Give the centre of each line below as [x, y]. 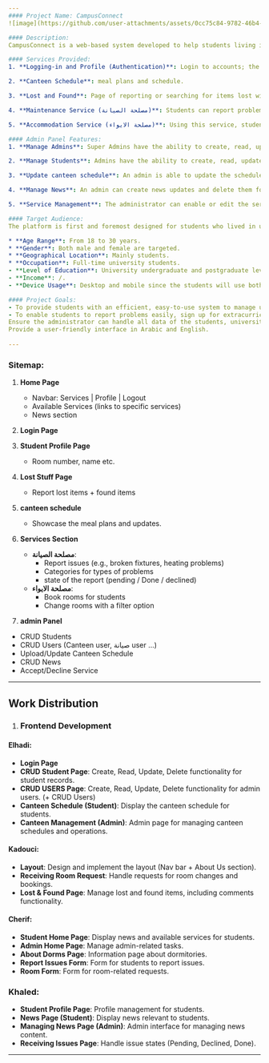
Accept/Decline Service [59, 671]
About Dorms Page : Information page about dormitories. [114, 954]
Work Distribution [53, 703]
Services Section [49, 539]
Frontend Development [66, 726]
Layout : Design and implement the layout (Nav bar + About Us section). [138, 867]
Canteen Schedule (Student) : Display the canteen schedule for [124, 805]
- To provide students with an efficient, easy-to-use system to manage [132, 307]
